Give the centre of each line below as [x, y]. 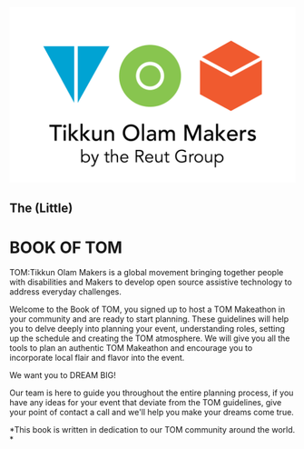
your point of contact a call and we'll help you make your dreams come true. [152, 413]
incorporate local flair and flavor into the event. [97, 358]
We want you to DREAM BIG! [63, 375]
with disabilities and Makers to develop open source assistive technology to [151, 282]
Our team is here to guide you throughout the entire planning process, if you [152, 393]
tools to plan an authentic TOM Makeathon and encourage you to [131, 348]
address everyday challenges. [66, 292]
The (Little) [41, 209]
